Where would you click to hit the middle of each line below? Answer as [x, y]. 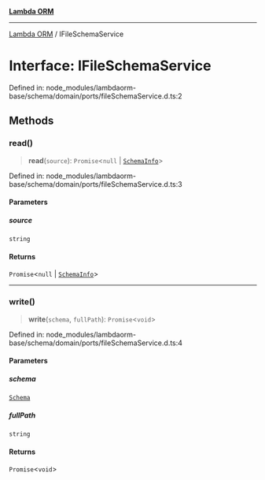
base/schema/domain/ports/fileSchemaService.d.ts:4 [96, 343]
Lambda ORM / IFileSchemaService [66, 34]
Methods [31, 121]
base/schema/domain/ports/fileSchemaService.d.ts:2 [96, 96]
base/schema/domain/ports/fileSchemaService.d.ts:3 [96, 184]
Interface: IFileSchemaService [110, 66]
